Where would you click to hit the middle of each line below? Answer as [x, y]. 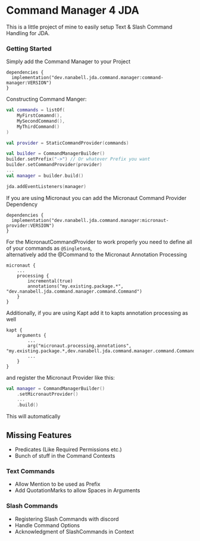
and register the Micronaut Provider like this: [60, 377]
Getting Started [29, 48]
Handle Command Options [47, 525]
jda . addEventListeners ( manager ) [46, 186]
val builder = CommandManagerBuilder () [56, 154]
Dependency [22, 204]
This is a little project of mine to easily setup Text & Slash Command [89, 27]
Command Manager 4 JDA [73, 10]
